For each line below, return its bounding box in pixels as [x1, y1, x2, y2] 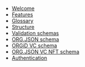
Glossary [11, 17, 34, 24]
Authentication [11, 55, 47, 61]
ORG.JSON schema [11, 36, 60, 43]
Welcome [11, 5, 35, 12]
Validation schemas [11, 30, 59, 37]
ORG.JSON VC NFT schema [11, 48, 80, 55]
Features [11, 11, 33, 18]
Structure [11, 23, 35, 30]
